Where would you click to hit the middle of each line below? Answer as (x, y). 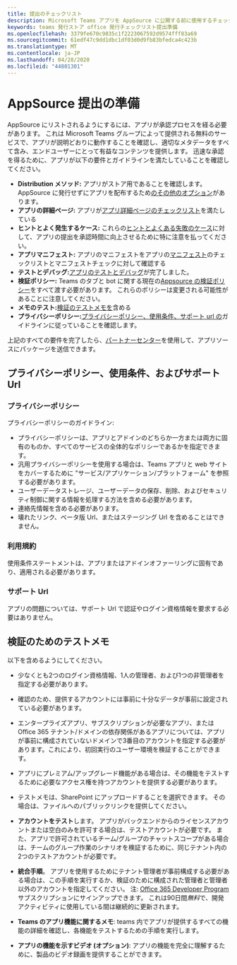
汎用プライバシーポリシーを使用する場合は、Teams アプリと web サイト (122, 464)
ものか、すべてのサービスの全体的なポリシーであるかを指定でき (122, 446)
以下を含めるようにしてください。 (57, 660)
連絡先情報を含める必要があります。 (70, 509)
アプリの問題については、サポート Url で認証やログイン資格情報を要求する (115, 608)
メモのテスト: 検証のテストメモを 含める (74, 307)
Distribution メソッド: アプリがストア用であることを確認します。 (112, 184)
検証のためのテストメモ (58, 642)
